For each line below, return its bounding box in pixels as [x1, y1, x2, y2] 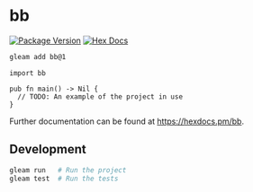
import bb [9, 68, 47, 77]
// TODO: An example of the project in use [17, 92, 183, 101]
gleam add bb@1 [9, 52, 67, 61]
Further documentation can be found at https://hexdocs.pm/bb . [9, 116, 245, 127]
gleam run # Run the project [9, 165, 127, 175]
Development [9, 142, 87, 157]
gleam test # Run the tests [9, 174, 119, 183]
